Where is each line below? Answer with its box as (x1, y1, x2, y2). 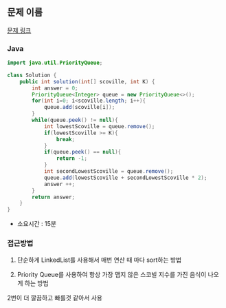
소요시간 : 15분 (16, 220, 57, 228)
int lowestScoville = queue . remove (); (43, 123, 155, 130)
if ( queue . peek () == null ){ (43, 149, 122, 156)
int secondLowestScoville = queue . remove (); (43, 168, 174, 175)
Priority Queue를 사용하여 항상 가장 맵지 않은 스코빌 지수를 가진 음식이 (16, 270, 207, 278)
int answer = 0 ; (32, 85, 78, 92)
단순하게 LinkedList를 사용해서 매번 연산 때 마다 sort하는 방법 (16, 256, 182, 264)
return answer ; (32, 194, 76, 201)
